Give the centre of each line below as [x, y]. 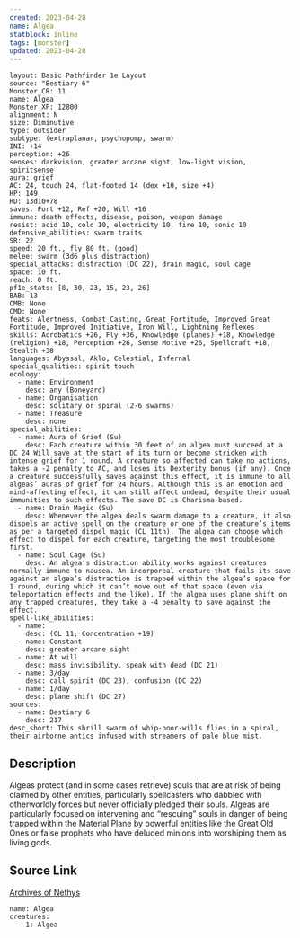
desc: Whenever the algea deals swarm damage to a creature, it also [159, 516]
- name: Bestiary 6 [54, 712]
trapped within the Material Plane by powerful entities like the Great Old [141, 823]
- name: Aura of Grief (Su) [70, 438]
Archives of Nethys [45, 892]
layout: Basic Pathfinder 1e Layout [78, 76]
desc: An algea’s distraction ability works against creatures [146, 563]
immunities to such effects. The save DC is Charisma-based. [126, 500]
